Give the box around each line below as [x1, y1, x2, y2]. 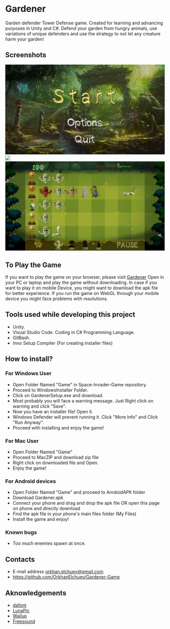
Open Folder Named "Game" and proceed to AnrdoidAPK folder [12, 489, 146, 495]
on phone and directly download [12, 506, 80, 512]
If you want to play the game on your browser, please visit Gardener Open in [5, 274, 164, 280]
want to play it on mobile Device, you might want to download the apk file [5, 285, 158, 291]
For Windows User [5, 370, 52, 377]
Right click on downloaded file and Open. [12, 459, 99, 466]
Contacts [5, 555, 35, 564]
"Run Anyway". [12, 419, 44, 425]
